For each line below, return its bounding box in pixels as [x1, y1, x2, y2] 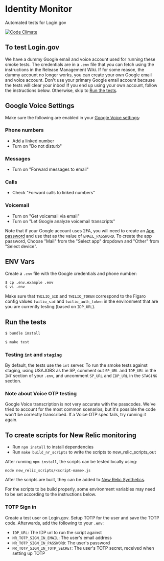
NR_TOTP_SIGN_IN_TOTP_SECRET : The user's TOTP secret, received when [12, 545, 154, 551]
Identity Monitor [5, 3, 72, 15]
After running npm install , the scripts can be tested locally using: [5, 459, 138, 465]
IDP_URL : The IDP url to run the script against [12, 529, 102, 535]
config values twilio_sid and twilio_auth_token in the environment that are [5, 298, 158, 304]
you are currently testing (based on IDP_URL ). [5, 304, 95, 310]
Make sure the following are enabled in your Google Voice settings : [5, 114, 141, 120]
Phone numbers [5, 127, 44, 134]
